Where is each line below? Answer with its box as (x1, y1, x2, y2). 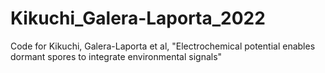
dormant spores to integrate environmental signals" (10, 50, 223, 62)
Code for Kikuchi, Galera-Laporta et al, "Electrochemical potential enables (10, 40, 316, 52)
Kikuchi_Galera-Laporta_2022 (10, 7, 266, 30)
